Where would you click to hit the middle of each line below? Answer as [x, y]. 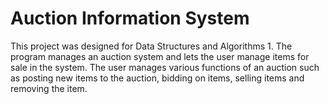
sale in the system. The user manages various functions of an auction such [165, 67]
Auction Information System [130, 18]
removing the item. [49, 88]
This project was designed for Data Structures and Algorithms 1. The [151, 46]
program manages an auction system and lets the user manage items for [160, 56]
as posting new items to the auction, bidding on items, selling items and [157, 78]
